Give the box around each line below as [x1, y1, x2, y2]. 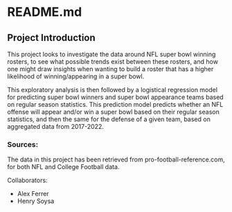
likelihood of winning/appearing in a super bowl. [7, 72, 145, 80]
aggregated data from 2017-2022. [7, 123, 104, 130]
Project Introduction [7, 32, 96, 44]
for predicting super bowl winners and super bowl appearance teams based [7, 93, 224, 101]
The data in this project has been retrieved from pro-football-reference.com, [7, 155, 225, 164]
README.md [7, 4, 82, 20]
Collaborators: [7, 176, 48, 184]
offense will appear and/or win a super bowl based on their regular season [7, 108, 220, 116]
